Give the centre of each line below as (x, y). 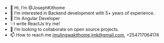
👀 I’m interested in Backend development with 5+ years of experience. (82, 13)
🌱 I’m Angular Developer (35, 18)
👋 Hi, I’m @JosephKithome (37, 8)
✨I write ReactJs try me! (35, 23)
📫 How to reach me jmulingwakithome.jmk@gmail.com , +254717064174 (84, 35)
